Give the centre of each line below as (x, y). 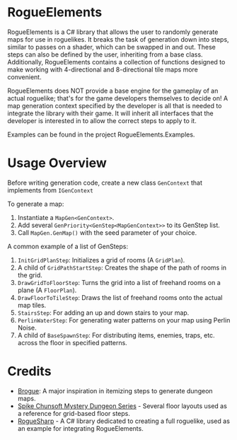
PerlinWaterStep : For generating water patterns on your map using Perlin (124, 320)
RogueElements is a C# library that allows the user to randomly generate (113, 32)
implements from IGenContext (50, 190)
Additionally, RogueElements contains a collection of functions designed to (116, 62)
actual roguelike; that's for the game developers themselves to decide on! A (118, 98)
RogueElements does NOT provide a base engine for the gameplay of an (113, 91)
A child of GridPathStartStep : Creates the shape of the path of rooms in (122, 267)
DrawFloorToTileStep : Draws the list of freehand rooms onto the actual (120, 297)
